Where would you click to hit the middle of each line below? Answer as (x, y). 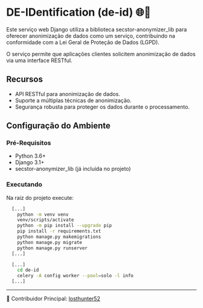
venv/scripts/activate (46, 220)
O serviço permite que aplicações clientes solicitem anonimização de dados (101, 54)
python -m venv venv (43, 214)
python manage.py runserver (52, 248)
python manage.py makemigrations (59, 237)
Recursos (25, 79)
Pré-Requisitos (29, 143)
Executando (24, 185)
